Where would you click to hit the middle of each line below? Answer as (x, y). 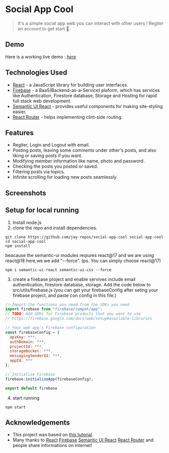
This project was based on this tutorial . (53, 435)
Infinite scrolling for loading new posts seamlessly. (65, 177)
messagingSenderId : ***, (36, 356)
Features (19, 133)
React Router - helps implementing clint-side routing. (67, 117)
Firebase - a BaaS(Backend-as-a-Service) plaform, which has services (86, 90)
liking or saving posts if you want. (47, 156)
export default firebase (31, 388)
